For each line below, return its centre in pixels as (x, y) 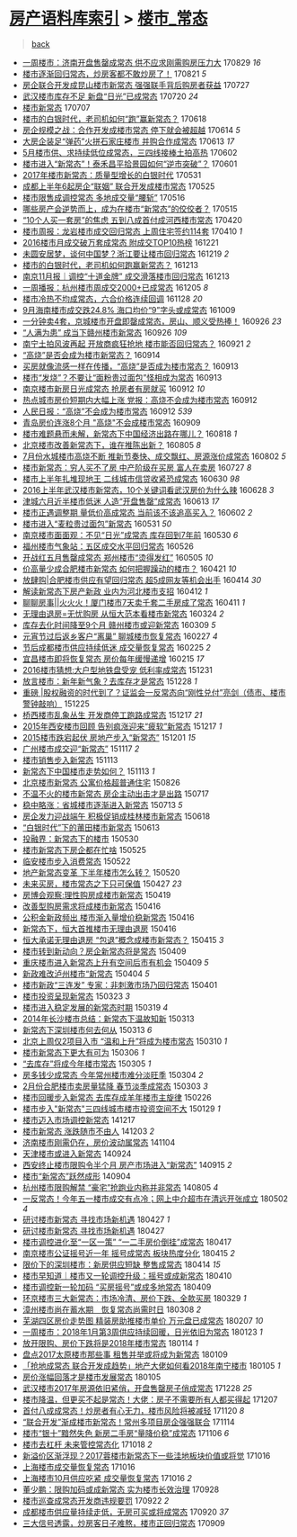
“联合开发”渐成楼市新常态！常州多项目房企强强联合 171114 (128, 1422)
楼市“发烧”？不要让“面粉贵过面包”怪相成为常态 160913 (122, 377)
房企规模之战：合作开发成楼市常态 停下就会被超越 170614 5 (131, 130)
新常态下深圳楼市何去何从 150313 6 (87, 1029)
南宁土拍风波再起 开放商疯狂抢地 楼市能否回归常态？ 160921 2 (136, 344)
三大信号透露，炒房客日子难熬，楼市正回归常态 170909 (124, 1523)
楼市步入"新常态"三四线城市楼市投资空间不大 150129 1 (122, 1109)
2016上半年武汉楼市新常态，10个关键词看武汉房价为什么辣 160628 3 (148, 490)
